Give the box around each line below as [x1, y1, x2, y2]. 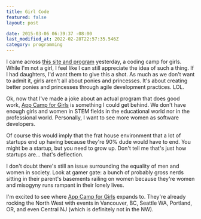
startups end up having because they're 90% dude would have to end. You [6, 138, 191, 145]
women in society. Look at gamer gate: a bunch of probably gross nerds [6, 169, 184, 176]
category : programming [6, 42, 63, 48]
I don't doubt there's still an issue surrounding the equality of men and [6, 162, 179, 169]
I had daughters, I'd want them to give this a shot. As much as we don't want [6, 71, 195, 78]
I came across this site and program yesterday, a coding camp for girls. [6, 58, 182, 65]
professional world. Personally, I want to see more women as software [6, 114, 179, 121]
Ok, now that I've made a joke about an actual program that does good [6, 95, 181, 102]
